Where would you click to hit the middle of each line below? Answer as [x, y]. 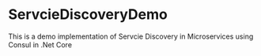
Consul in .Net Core [40, 44]
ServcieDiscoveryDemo [88, 15]
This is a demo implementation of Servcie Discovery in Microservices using [131, 36]
